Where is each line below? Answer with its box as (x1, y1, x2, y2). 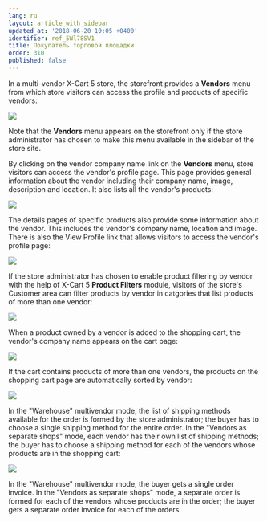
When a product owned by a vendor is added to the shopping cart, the (8, 327, 241, 337)
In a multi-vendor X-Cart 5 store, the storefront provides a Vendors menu (8, 78, 251, 88)
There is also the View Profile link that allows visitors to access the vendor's (8, 232, 259, 242)
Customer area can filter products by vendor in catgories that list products (8, 288, 254, 298)
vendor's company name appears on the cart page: (8, 336, 179, 345)
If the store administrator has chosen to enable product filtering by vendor (8, 271, 253, 281)
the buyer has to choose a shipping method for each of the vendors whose (8, 439, 256, 450)
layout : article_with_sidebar (8, 19, 110, 27)
